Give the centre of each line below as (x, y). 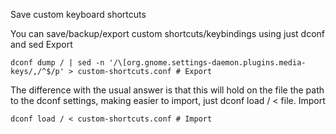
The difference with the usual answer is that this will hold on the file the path (167, 90)
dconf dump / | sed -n (57, 63)
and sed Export (41, 44)
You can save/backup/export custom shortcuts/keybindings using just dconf (167, 33)
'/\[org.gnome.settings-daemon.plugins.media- (207, 63)
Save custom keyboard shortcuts (78, 14)
